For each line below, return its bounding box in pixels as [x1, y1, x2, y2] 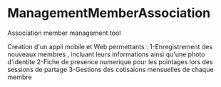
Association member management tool [7, 29, 121, 37]
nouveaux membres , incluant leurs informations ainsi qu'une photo [7, 50, 205, 58]
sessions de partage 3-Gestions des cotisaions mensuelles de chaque [7, 65, 214, 73]
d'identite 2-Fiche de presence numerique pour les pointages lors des [7, 57, 213, 66]
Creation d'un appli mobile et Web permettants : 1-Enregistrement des [7, 42, 212, 51]
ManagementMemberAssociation [7, 5, 211, 21]
